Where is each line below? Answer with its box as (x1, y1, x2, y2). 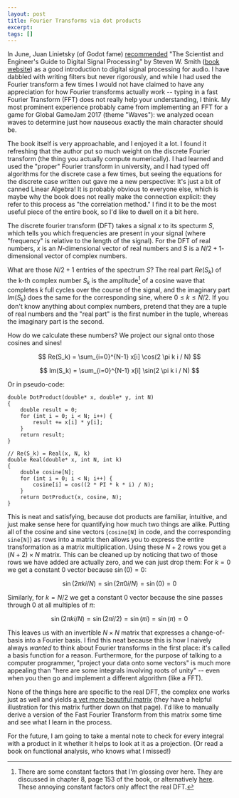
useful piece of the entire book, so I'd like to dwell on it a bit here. (7, 208, 199, 216)
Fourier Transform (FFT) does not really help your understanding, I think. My (7, 96, 231, 104)
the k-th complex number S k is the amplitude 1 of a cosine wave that (7, 275, 205, 286)
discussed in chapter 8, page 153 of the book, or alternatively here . (17, 775, 215, 784)
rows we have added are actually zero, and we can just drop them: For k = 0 (7, 558, 231, 567)
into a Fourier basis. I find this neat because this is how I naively (24, 636, 212, 645)
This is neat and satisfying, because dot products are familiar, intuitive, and (7, 513, 228, 521)
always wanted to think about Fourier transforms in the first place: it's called (7, 643, 230, 653)
